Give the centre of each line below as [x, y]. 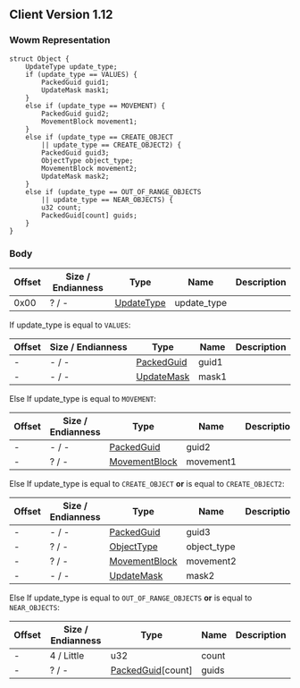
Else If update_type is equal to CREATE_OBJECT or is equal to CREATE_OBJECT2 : [147, 483]
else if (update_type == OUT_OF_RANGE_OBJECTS [113, 191]
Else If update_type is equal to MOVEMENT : [83, 398]
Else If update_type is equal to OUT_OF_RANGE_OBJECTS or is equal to [131, 598]
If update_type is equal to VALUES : [70, 325]
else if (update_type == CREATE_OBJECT [100, 137]
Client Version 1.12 [61, 15]
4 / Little [67, 655]
